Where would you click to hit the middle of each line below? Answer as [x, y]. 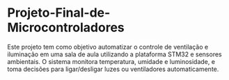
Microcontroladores [66, 27]
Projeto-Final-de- [59, 13]
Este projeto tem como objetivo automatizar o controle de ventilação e [108, 47]
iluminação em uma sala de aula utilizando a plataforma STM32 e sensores [114, 54]
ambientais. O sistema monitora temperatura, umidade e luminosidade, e [111, 61]
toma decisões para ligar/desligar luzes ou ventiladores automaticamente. [113, 69]
